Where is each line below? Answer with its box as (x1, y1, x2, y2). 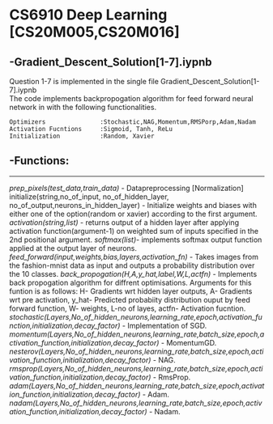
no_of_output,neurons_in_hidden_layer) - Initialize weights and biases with (9, 200, 258, 210)
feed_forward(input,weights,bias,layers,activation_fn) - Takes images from (9, 252, 258, 261)
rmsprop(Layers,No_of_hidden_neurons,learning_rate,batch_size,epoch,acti (9, 363, 263, 373)
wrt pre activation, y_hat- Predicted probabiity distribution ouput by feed (9, 295, 250, 304)
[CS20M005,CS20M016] (9, 23, 181, 41)
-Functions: (9, 154, 70, 167)
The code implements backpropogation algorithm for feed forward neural (9, 94, 254, 103)
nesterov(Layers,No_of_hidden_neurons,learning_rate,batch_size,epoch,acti (9, 346, 264, 356)
